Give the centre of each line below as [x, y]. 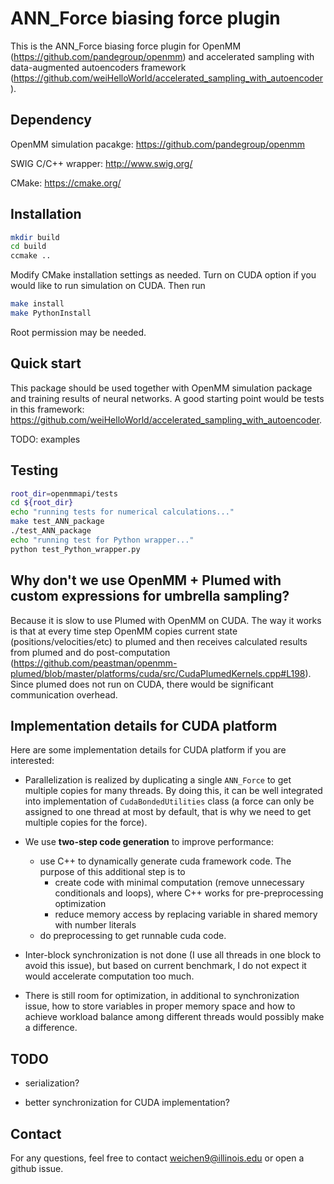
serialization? [52, 1083]
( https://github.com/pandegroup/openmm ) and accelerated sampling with [162, 56]
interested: [32, 761]
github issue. [37, 1168]
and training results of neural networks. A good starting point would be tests [167, 398]
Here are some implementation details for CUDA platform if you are [148, 750]
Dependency [51, 120]
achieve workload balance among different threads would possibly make [174, 1017]
